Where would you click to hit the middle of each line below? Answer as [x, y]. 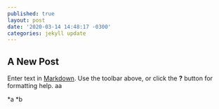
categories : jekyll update [47, 33]
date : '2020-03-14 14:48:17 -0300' [59, 27]
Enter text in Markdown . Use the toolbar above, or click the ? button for [110, 78]
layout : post [26, 20]
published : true [31, 14]
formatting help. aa [35, 86]
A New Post [33, 61]
